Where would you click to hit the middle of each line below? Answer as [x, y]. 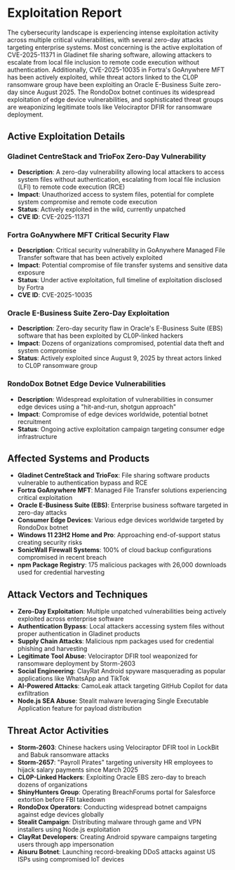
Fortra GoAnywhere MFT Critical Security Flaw [88, 235]
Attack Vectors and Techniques [78, 594]
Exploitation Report [65, 13]
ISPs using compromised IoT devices [71, 859]
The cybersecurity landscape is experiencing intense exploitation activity [113, 32]
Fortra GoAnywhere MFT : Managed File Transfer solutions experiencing [122, 490]
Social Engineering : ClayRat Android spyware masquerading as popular [121, 671]
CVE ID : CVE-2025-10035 [55, 295]
